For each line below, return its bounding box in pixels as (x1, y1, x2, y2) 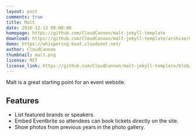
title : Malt (6, 19, 35, 25)
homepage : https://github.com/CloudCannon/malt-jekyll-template (6, 30, 166, 36)
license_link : (6, 62, 41, 69)
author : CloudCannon (6, 47, 57, 53)
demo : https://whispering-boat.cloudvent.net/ (6, 41, 121, 47)
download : (6, 36, 30, 41)
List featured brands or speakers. (14, 111, 95, 118)
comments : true (6, 14, 43, 20)
